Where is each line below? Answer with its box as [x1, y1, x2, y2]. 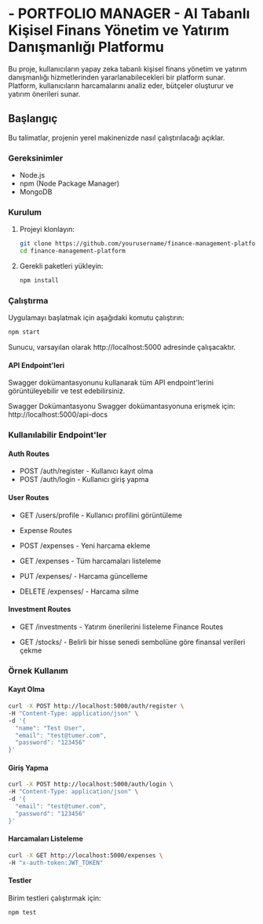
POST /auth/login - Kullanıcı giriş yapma [19, 475, 149, 484]
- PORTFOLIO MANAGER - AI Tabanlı [8, 5, 250, 23]
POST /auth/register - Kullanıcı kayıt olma [19, 466, 154, 476]
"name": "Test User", [15, 724, 86, 732]
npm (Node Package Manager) [19, 179, 120, 189]
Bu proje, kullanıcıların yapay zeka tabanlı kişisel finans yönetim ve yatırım [8, 64, 247, 73]
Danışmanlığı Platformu [8, 39, 165, 56]
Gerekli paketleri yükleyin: [19, 261, 104, 271]
